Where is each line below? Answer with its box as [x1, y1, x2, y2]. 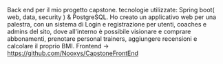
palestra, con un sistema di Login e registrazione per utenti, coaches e [7, 20, 207, 28]
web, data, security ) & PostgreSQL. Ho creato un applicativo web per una [7, 13, 217, 21]
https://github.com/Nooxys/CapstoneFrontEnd [7, 49, 139, 57]
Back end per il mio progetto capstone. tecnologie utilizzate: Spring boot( [7, 6, 215, 14]
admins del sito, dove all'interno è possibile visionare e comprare [7, 27, 191, 35]
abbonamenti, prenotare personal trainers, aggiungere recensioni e [7, 35, 198, 43]
